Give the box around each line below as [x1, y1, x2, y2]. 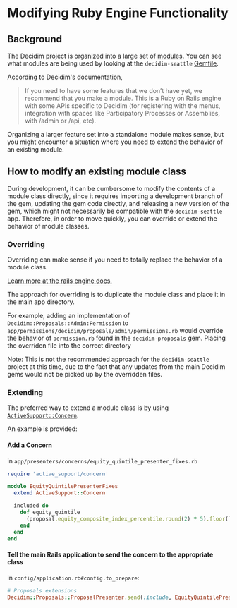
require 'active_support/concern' [7, 470, 109, 478]
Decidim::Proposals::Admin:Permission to [7, 319, 129, 327]
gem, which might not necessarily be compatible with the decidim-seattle [7, 207, 223, 215]
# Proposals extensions [7, 587, 78, 594]
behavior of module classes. [7, 221, 90, 230]
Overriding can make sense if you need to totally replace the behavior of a [7, 255, 224, 264]
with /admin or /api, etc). [24, 116, 97, 125]
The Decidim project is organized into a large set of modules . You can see [7, 51, 222, 60]
